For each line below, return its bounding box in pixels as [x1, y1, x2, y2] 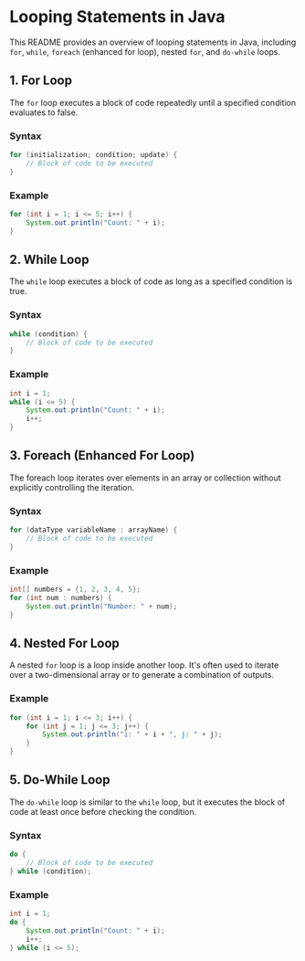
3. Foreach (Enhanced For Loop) [9, 448, 195, 463]
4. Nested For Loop [9, 635, 121, 650]
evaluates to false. [9, 107, 79, 118]
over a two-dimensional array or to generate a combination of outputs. [9, 670, 274, 681]
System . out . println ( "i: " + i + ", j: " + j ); [42, 730, 223, 739]
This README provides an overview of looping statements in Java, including [9, 37, 297, 48]
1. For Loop [9, 73, 73, 89]
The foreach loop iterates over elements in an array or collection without [9, 472, 281, 483]
